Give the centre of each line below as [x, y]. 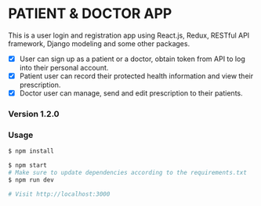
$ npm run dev [31, 180]
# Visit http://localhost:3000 [59, 194]
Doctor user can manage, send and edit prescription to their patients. [131, 93]
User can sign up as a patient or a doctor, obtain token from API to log [132, 59]
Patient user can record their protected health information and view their [136, 76]
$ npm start [27, 165]
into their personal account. [64, 68]
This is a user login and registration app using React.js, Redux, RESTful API [129, 35]
